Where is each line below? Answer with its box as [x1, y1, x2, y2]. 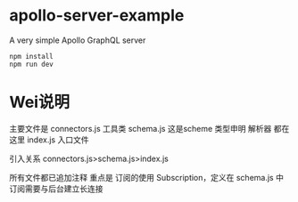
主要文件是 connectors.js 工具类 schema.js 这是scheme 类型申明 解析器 [9, 123, 272, 133]
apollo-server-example [9, 5, 185, 26]
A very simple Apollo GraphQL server [9, 35, 146, 45]
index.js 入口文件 [26, 134, 89, 145]
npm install [9, 52, 54, 61]
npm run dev [9, 60, 54, 69]
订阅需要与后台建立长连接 [9, 183, 103, 194]
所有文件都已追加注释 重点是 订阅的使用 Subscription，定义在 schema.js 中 [9, 172, 284, 182]
